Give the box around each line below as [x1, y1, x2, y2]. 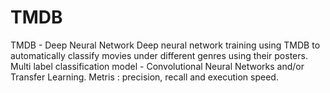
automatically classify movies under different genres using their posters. [10, 49, 308, 61]
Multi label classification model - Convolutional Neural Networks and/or [10, 60, 305, 72]
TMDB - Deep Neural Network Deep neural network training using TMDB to [10, 39, 321, 51]
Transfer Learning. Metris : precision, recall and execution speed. [10, 71, 279, 83]
